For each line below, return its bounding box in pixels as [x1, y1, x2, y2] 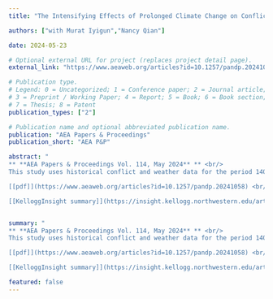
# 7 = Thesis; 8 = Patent [8, 101, 96, 109]
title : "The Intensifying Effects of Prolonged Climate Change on [8, 11, 238, 20]
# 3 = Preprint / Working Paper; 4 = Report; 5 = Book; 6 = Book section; [8, 93, 267, 102]
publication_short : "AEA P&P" [8, 138, 111, 146]
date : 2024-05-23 [8, 41, 67, 50]
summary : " [8, 219, 45, 227]
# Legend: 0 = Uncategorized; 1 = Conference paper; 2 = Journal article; [8, 86, 267, 94]
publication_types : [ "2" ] [8, 108, 96, 116]
